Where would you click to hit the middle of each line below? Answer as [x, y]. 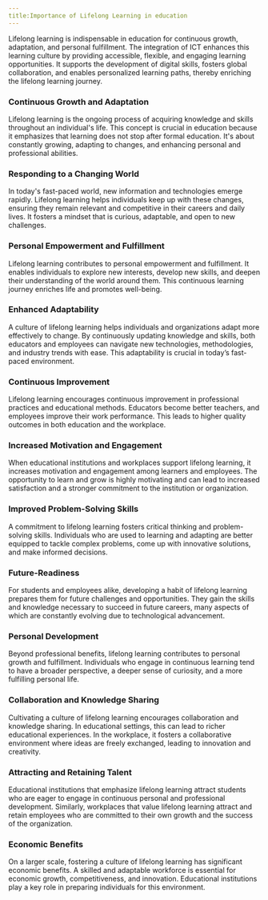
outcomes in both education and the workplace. [87, 425]
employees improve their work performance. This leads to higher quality [127, 416]
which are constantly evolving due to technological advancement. [117, 616]
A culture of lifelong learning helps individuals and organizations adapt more [134, 327]
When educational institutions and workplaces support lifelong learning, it [130, 463]
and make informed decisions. [58, 552]
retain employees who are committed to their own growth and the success [131, 815]
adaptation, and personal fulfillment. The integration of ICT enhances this [129, 47]
